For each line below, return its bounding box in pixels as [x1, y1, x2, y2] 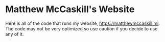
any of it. [5, 31, 24, 37]
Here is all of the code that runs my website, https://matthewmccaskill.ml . [5, 20, 160, 26]
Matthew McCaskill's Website [5, 4, 135, 15]
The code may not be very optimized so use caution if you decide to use [5, 25, 158, 31]
